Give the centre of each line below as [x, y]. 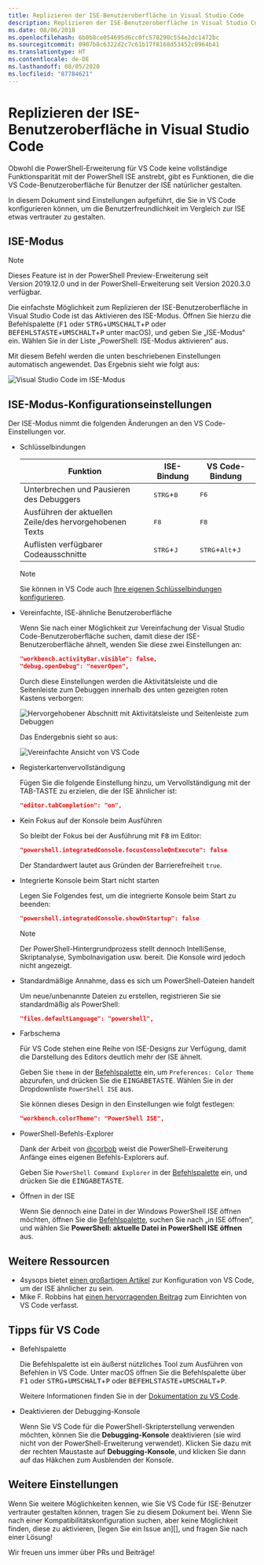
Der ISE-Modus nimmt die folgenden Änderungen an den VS [106, 423]
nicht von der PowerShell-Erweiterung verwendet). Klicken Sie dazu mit [135, 1443]
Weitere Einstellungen [64, 1484]
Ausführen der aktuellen [68, 512]
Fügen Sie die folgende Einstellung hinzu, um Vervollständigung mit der [135, 782]
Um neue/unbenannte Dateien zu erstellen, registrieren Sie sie [120, 996]
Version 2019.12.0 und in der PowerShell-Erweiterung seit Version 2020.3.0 [130, 284]
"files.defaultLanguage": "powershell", [86, 1018]
